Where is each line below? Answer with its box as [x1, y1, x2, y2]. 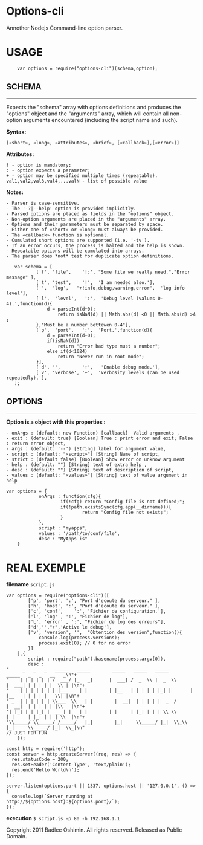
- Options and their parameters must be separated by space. [6, 221, 164, 227]
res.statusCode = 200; [11, 757, 69, 763]
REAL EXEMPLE [6, 561, 86, 575]
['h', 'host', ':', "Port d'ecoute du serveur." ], [28, 603, 161, 609]
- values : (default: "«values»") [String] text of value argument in [6, 472, 188, 478]
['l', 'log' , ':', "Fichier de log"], [28, 614, 129, 620]
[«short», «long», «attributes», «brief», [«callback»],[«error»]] [6, 140, 180, 146]
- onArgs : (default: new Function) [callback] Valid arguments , [6, 430, 180, 436]
